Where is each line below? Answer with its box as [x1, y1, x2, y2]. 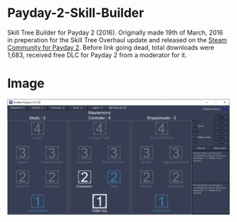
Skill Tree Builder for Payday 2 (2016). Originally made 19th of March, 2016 [7, 28, 224, 37]
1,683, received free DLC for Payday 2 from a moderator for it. [7, 51, 187, 59]
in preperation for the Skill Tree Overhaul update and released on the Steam [7, 35, 227, 44]
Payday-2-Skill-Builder [7, 5, 145, 21]
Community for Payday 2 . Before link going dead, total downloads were [7, 43, 214, 51]
